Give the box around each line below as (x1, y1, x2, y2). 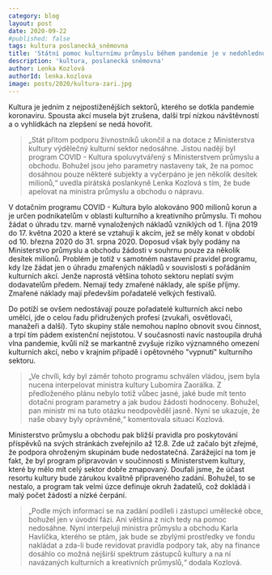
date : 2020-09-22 (8, 27, 67, 35)
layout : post (8, 19, 53, 28)
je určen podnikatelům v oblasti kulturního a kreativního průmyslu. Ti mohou (8, 211, 261, 220)
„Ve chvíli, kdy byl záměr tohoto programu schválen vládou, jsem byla (28, 371, 261, 381)
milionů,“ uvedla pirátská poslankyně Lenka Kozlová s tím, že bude (28, 177, 251, 187)
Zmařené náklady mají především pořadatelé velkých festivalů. (8, 288, 217, 298)
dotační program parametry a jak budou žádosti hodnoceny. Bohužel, (28, 397, 260, 407)
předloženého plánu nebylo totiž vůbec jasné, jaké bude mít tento (28, 388, 247, 398)
